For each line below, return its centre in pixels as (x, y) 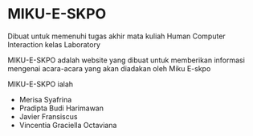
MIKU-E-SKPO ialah (41, 84)
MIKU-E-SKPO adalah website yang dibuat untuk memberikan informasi (126, 60)
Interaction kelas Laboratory (54, 44)
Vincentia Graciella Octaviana (68, 125)
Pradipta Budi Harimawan (61, 108)
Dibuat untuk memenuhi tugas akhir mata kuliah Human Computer (116, 36)
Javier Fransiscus (48, 116)
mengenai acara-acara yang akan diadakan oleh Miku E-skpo (109, 68)
